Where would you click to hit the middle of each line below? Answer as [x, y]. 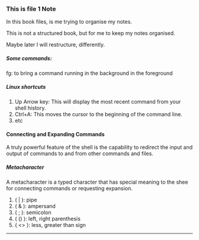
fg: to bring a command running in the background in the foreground [89, 73]
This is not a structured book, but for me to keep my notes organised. [91, 33]
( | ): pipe [26, 200]
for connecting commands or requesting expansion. [69, 188]
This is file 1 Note [31, 9]
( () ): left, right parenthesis [48, 219]
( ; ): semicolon [33, 213]
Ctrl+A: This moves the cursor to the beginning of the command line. [98, 114]
